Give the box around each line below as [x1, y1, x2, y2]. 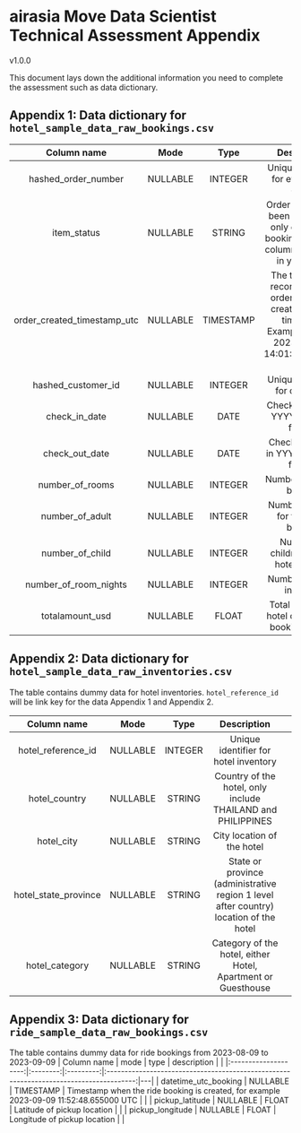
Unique [229, 732, 261, 745]
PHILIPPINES [218, 814, 273, 826]
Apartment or [217, 970, 273, 982]
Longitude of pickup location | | [9, 1114, 125, 1125]
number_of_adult [40, 509, 112, 522]
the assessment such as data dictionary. [9, 82, 159, 92]
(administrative [213, 877, 277, 889]
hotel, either [219, 947, 271, 960]
